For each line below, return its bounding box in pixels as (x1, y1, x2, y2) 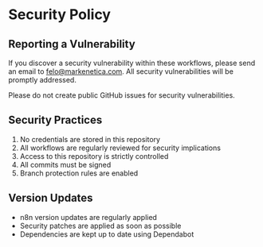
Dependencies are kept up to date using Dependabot (19, 229, 194, 239)
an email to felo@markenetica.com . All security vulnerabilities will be (8, 67, 234, 76)
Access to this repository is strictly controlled (19, 151, 169, 160)
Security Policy (8, 6, 112, 24)
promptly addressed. (8, 75, 77, 84)
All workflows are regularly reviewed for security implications (19, 143, 222, 152)
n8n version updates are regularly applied (19, 212, 158, 222)
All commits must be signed (19, 160, 112, 169)
